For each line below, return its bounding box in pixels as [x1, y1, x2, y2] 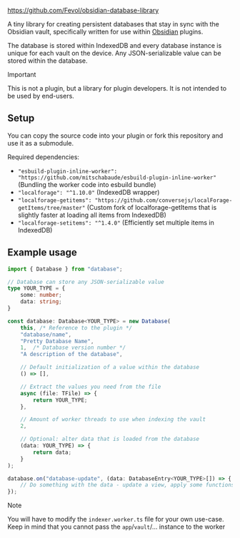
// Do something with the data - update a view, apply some [20, 482, 203, 489]
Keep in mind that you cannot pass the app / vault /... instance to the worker [7, 522, 226, 531]
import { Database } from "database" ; [7, 265, 123, 273]
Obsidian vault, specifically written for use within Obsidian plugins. [7, 28, 204, 36]
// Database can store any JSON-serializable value [7, 278, 164, 285]
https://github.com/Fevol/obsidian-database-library [7, 6, 159, 14]
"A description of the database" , [20, 351, 123, 358]
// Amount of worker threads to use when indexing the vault [20, 416, 206, 423]
